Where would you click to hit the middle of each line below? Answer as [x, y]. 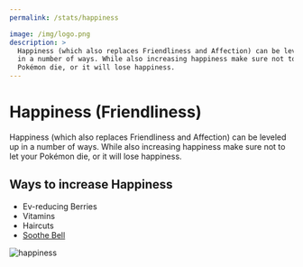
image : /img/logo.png [50, 34]
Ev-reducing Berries [60, 206]
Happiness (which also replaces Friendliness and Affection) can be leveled [148, 137]
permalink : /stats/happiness [64, 18]
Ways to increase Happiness [91, 184]
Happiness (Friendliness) [106, 112]
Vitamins [39, 216]
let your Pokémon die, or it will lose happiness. [96, 156]
